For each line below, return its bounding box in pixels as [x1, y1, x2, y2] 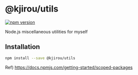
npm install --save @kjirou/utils [5, 56, 76, 60]
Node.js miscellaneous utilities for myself [5, 29, 88, 34]
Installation [5, 43, 40, 51]
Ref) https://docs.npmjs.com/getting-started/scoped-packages [5, 64, 133, 70]
